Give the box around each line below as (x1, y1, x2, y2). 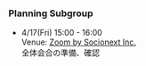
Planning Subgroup (8, 7, 94, 20)
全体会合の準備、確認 (20, 47, 100, 58)
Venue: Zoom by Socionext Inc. (20, 37, 137, 47)
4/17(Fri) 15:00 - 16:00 (20, 28, 103, 38)
